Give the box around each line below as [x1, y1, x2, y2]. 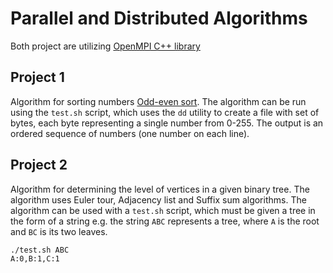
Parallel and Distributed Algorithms [10, 7, 308, 30]
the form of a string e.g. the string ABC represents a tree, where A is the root [10, 215, 320, 227]
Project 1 [10, 69, 65, 86]
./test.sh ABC [10, 245, 70, 255]
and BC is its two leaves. [10, 225, 108, 237]
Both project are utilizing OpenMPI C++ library [10, 40, 201, 52]
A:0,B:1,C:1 [10, 253, 60, 264]
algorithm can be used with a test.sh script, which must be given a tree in [10, 204, 316, 216]
